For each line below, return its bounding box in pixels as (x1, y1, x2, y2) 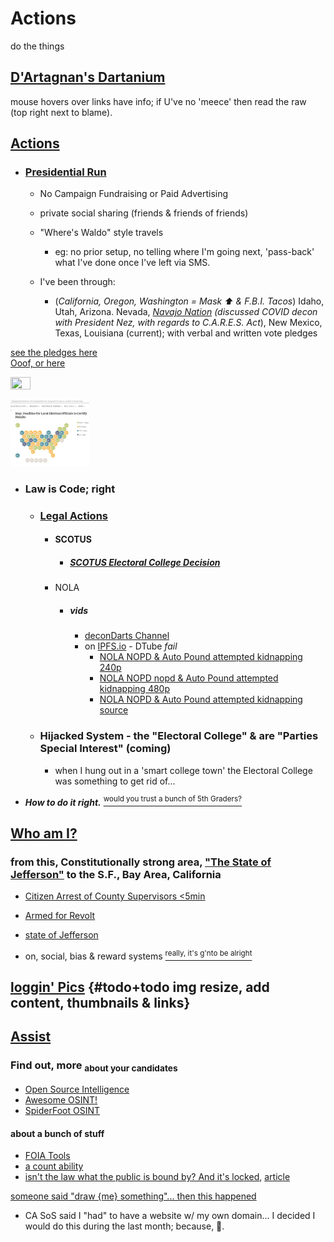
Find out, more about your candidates (10, 1058, 178, 1074)
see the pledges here (10, 347, 98, 359)
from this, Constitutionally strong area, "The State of (10, 855, 272, 869)
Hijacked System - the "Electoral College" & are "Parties (39, 729, 319, 743)
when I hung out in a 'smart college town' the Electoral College (54, 764, 313, 776)
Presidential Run (24, 165, 107, 179)
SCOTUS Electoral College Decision (69, 556, 221, 568)
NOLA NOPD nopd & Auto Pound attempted (99, 672, 279, 684)
